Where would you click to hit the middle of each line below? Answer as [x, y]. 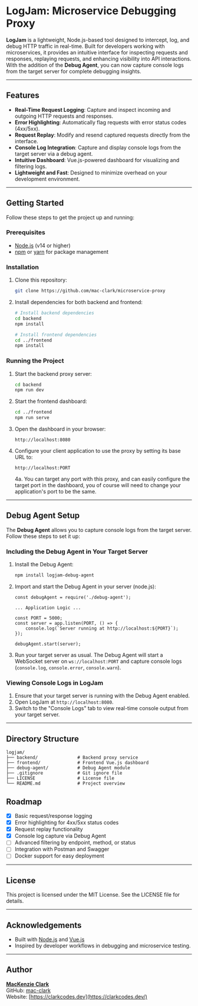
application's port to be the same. [55, 492]
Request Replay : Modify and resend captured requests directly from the [102, 135]
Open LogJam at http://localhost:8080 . [64, 702]
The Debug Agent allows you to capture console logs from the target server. [99, 530]
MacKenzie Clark [27, 984]
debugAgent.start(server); [48, 644]
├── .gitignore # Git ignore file [64, 773]
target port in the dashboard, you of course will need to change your [98, 485]
